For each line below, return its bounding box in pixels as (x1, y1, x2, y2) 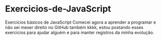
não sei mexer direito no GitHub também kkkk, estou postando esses (5, 24, 144, 30)
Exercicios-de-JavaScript (5, 3, 111, 14)
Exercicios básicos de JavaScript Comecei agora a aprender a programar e (5, 19, 156, 25)
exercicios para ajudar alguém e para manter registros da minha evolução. (5, 29, 155, 35)
